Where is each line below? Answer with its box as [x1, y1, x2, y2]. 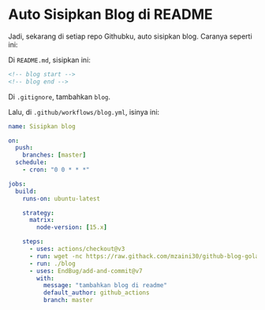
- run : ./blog [28, 260, 77, 268]
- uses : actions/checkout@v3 [28, 245, 125, 253]
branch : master [43, 297, 93, 304]
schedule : [15, 159, 47, 167]
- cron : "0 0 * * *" [22, 166, 90, 174]
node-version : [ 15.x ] [36, 223, 108, 231]
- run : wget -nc [28, 252, 83, 260]
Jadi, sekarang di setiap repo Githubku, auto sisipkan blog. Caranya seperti [8, 31, 252, 41]
